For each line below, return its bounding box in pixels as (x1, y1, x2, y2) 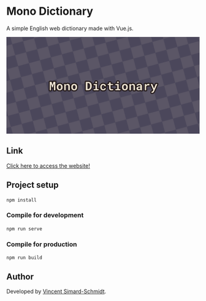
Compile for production (6, 240, 77, 248)
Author (6, 272, 34, 282)
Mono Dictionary (6, 4, 94, 18)
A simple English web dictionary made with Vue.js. (6, 25, 134, 32)
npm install (6, 197, 37, 203)
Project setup (6, 180, 59, 190)
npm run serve (6, 225, 43, 232)
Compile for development (6, 211, 84, 219)
